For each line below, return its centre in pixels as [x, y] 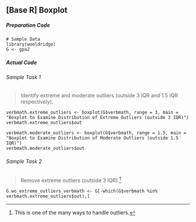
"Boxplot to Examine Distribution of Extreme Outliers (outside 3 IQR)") [98, 117]
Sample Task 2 [24, 161]
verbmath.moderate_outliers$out [45, 148]
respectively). [37, 101]
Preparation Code [28, 25]
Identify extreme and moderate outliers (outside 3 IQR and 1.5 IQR [99, 95]
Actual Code [22, 62]
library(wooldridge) [31, 45]
